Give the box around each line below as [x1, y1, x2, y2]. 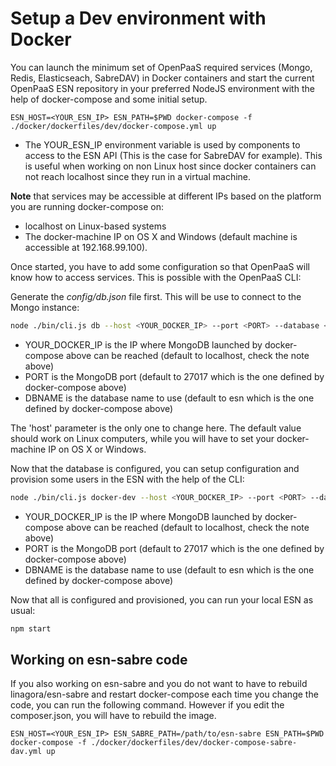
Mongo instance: [10, 301, 80, 313]
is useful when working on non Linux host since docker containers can [24, 160, 317, 172]
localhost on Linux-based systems [24, 220, 167, 232]
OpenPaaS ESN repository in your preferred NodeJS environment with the [10, 82, 315, 94]
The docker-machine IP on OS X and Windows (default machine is [24, 230, 298, 242]
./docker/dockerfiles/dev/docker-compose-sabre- [90, 738, 298, 748]
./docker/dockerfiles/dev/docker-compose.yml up [10, 121, 217, 131]
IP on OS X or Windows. [48, 443, 147, 455]
